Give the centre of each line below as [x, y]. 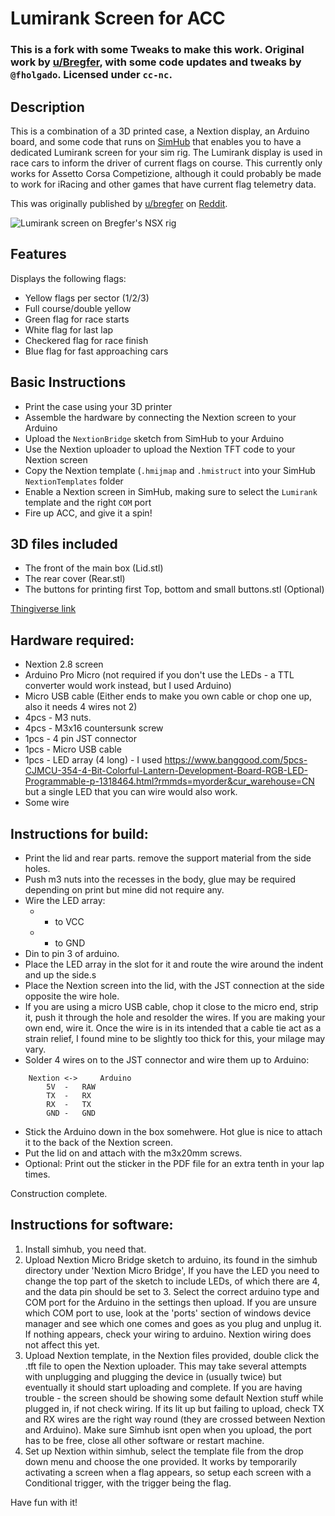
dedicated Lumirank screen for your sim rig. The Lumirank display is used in [166, 152]
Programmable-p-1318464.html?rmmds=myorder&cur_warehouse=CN [169, 781]
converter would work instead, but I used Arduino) [128, 686]
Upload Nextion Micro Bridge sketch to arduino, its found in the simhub [171, 1259]
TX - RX [69, 1095]
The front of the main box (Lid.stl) [94, 568]
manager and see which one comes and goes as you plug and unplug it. [173, 1323]
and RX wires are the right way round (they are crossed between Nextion [175, 1419]
